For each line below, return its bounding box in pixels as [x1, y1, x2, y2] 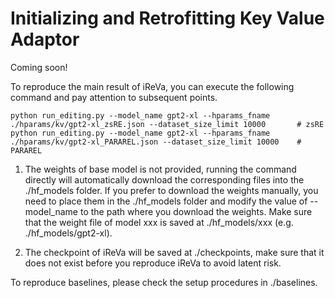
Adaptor [10, 28, 80, 51]
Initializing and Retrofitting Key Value [10, 7, 325, 30]
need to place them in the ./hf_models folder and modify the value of [24, 195, 308, 207]
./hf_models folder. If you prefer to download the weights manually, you [24, 184, 319, 196]
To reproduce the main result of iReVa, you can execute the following [10, 80, 295, 92]
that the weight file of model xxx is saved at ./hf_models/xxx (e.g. [24, 216, 294, 228]
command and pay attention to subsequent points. [10, 91, 218, 103]
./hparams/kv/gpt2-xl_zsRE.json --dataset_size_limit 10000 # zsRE [10, 119, 325, 129]
